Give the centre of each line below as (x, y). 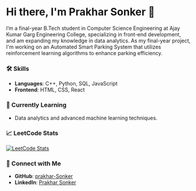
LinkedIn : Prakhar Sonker (45, 183)
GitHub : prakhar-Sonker (44, 176)
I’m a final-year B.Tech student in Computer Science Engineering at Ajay (93, 28)
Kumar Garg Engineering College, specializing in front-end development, (94, 34)
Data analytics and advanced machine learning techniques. (86, 118)
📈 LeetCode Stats (32, 133)
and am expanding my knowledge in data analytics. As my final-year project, (98, 40)
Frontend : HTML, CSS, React (49, 90)
